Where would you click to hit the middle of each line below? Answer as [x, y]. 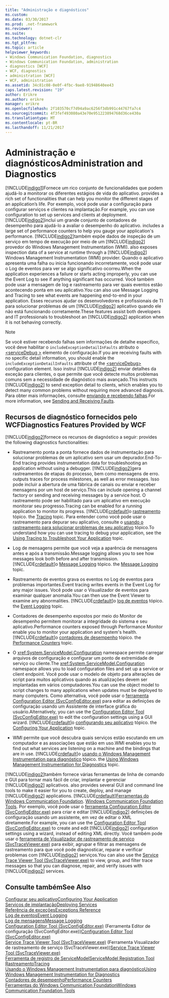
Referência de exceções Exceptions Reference [53, 910]
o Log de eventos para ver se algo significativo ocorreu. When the [73, 269]
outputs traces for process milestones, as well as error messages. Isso [86, 479]
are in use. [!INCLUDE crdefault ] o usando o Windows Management [81, 754]
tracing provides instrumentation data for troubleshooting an [84, 463]
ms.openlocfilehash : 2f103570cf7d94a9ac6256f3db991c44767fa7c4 [73, 109]
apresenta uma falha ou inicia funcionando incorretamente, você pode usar [83, 263]
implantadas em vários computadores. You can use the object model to [86, 685]
